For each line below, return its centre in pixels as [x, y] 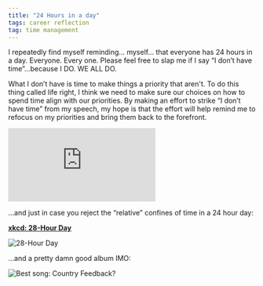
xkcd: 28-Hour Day [40, 228]
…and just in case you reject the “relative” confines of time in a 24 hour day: [131, 213]
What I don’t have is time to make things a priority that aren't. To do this [124, 84]
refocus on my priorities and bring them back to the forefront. [108, 118]
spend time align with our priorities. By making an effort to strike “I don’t [124, 101]
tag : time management [44, 30]
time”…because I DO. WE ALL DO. [63, 69]
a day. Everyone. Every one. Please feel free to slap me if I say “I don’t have [130, 60]
